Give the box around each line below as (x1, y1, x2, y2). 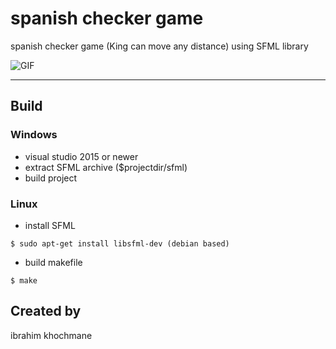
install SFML (24, 219, 76, 231)
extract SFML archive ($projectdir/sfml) (24, 161, 188, 173)
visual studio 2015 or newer (24, 150, 139, 162)
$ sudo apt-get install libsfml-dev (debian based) (10, 238, 230, 249)
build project (24, 172, 78, 184)
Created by (10, 303, 82, 320)
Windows (10, 128, 58, 142)
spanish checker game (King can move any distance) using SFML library (10, 40, 309, 52)
